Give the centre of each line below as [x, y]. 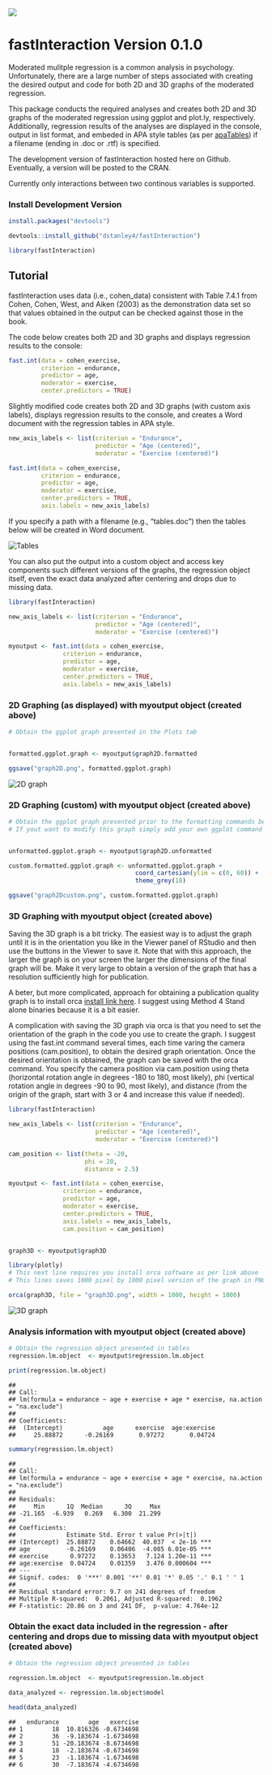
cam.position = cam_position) [113, 1229]
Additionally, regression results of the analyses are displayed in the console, [135, 126]
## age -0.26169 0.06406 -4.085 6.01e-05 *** [110, 1549]
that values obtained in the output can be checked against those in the [126, 312]
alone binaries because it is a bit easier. [74, 1010]
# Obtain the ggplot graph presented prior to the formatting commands [132, 821]
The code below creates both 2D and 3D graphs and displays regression [130, 337]
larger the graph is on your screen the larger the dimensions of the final [127, 960]
